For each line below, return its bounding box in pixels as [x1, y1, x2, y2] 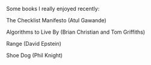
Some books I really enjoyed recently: [6, 5, 100, 12]
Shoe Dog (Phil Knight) [6, 52, 63, 59]
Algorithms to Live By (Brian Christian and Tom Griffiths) [6, 28, 146, 36]
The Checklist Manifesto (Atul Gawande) [6, 17, 106, 23]
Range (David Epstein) [6, 40, 62, 47]
